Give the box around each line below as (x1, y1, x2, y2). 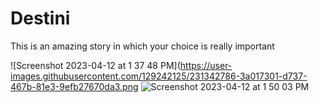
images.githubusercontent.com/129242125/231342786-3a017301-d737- (10, 70, 308, 82)
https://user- (179, 59, 233, 71)
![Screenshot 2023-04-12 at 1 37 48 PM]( (10, 59, 181, 71)
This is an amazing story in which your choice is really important (10, 40, 275, 52)
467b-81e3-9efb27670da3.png (10, 80, 139, 92)
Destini (10, 7, 71, 30)
